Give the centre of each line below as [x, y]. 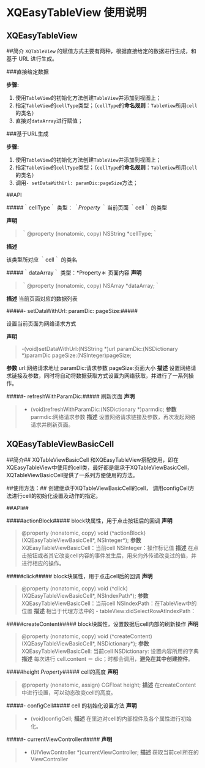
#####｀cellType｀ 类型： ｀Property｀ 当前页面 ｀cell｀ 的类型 [87, 208]
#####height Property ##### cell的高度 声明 [62, 672]
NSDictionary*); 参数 [123, 643]
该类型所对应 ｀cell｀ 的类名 [42, 260]
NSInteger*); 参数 [119, 540]
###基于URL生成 [28, 134]
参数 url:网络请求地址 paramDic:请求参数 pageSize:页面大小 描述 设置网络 [99, 368]
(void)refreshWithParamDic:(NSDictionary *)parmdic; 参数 [103, 409]
